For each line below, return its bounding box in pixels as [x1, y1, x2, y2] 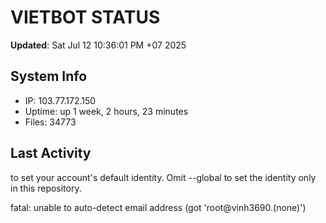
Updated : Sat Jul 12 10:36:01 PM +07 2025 [10, 39, 187, 51]
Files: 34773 [24, 116, 77, 128]
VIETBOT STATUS [10, 6, 161, 29]
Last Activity [10, 145, 92, 162]
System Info [10, 68, 88, 85]
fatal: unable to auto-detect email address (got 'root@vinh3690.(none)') [10, 201, 307, 213]
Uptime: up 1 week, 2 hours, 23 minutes [24, 105, 189, 117]
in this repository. [10, 182, 82, 194]
